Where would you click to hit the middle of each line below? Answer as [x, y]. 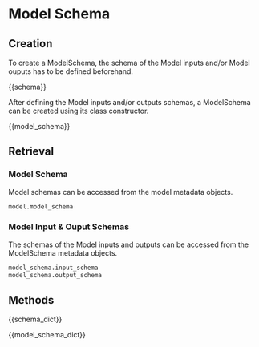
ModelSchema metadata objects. [63, 252]
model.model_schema [41, 206]
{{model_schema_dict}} [47, 335]
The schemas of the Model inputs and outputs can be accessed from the [129, 244]
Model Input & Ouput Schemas [69, 227]
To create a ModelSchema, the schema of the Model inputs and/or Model [129, 63]
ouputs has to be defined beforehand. [71, 71]
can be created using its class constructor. [79, 111]
